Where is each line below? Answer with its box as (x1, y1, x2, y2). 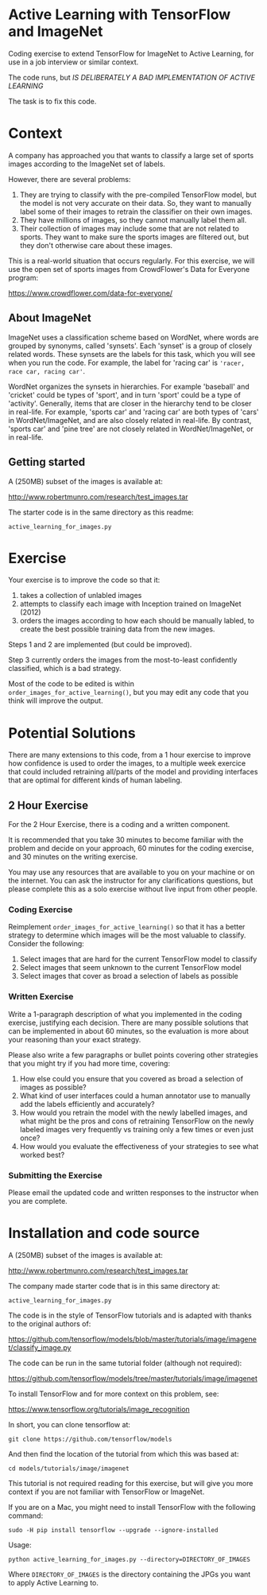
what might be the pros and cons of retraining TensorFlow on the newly (19, 1116, 254, 1126)
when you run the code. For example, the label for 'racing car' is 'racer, (8, 358, 245, 367)
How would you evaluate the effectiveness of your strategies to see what (19, 1141, 259, 1151)
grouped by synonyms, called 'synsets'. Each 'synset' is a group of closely (8, 340, 253, 351)
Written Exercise (8, 992, 74, 1003)
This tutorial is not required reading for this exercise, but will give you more (8, 1479, 253, 1488)
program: (8, 273, 39, 282)
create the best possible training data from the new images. (19, 624, 215, 634)
